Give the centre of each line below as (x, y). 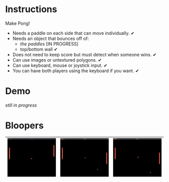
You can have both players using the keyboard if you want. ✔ (76, 71)
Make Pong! (18, 23)
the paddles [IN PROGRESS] (49, 43)
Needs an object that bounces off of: (51, 38)
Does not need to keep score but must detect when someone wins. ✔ (84, 55)
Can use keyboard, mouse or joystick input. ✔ (60, 65)
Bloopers (24, 126)
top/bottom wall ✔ (39, 49)
